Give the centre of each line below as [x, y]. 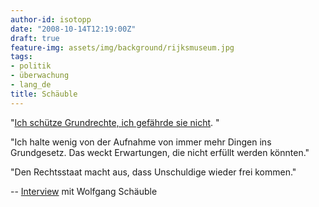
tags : [21, 57]
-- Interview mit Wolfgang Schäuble [84, 191]
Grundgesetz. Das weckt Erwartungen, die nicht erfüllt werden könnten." [160, 152]
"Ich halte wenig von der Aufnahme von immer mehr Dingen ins [141, 142]
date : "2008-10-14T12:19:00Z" [73, 29]
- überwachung [40, 76]
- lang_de [31, 85]
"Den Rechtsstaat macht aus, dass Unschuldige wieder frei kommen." [153, 172]
